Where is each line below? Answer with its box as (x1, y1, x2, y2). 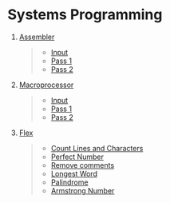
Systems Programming (7, 6, 163, 24)
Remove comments (50, 160, 115, 169)
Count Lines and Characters (50, 143, 144, 153)
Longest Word (50, 169, 97, 178)
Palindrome (50, 177, 89, 187)
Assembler (18, 32, 55, 42)
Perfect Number (50, 152, 105, 161)
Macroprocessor (18, 80, 74, 90)
